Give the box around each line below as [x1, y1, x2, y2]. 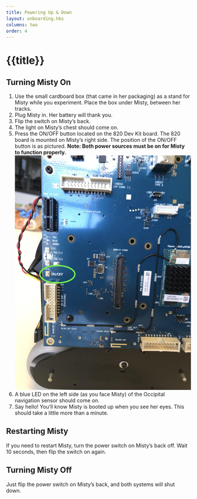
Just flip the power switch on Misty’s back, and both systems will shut [6, 481, 175, 488]
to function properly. [14, 149, 66, 156]
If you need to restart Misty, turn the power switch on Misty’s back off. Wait [6, 442, 188, 449]
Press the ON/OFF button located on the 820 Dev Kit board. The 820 [14, 130, 181, 137]
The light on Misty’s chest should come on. [14, 124, 119, 131]
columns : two [6, 22, 38, 28]
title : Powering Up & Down [6, 9, 72, 15]
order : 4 [6, 28, 28, 34]
